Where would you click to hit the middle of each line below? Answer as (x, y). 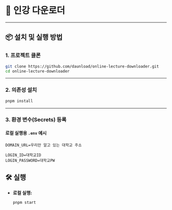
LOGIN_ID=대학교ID (23, 155)
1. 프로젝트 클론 (23, 55)
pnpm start (24, 203)
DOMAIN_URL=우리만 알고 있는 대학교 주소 (44, 145)
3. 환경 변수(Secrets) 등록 (36, 120)
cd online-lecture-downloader (38, 71)
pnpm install (19, 101)
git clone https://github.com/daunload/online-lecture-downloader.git (82, 66)
